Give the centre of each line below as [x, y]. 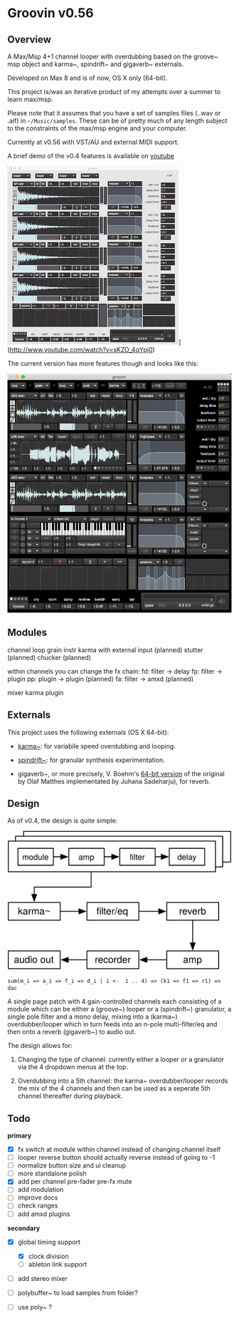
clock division [48, 1256]
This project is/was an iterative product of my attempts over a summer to [114, 92]
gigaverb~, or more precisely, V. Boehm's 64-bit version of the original [121, 773]
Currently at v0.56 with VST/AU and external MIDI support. [93, 142]
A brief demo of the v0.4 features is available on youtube [91, 156]
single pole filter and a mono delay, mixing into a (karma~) [92, 1016]
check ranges [38, 1205]
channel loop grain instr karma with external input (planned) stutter [106, 649]
